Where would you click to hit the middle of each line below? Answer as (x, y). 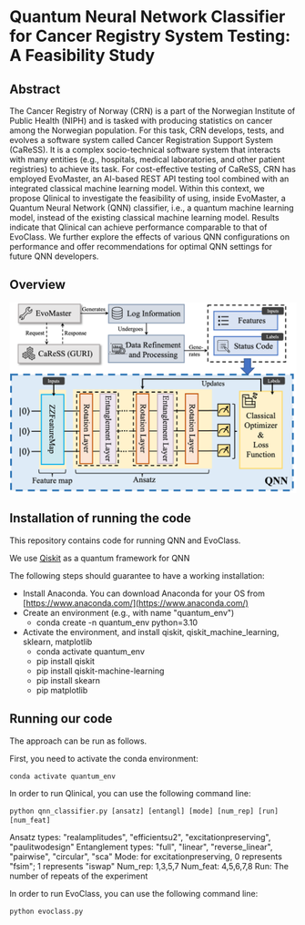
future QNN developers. (54, 256)
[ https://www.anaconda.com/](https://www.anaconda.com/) (135, 602)
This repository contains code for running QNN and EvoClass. (125, 540)
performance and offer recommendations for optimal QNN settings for (141, 247)
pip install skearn (68, 680)
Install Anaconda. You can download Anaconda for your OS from (144, 593)
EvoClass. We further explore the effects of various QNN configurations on (150, 237)
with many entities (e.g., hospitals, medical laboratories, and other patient (147, 159)
